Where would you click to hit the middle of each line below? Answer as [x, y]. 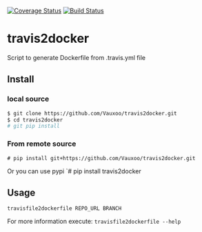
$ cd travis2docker [35, 120]
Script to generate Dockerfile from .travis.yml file [77, 57]
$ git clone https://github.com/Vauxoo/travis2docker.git [92, 113]
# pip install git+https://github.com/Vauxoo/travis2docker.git [101, 158]
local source [28, 99]
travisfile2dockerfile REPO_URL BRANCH [64, 209]
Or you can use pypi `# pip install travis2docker [74, 171]
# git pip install [33, 126]
